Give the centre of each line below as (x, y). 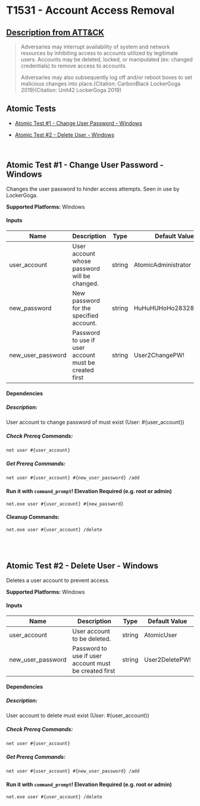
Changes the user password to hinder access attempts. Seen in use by (93, 189)
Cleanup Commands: (33, 517)
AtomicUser (160, 635)
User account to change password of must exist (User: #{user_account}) (95, 422)
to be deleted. (92, 638)
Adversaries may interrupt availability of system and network (95, 47)
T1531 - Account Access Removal (90, 10)
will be (81, 276)
